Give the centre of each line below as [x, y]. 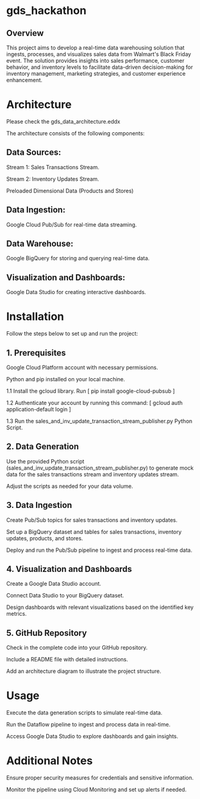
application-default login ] [39, 409]
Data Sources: [34, 153]
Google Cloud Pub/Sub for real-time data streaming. [72, 224]
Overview [25, 33]
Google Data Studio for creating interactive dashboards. [76, 292]
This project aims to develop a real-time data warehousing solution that [95, 48]
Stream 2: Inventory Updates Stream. [53, 179]
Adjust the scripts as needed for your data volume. [70, 486]
